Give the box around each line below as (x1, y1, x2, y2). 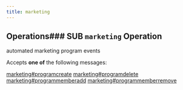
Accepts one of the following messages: (6, 59, 107, 66)
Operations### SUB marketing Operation (6, 31, 162, 42)
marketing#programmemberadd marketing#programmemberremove (6, 77, 177, 85)
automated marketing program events (6, 47, 101, 54)
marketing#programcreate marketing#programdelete (6, 71, 139, 78)
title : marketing (6, 8, 50, 15)
